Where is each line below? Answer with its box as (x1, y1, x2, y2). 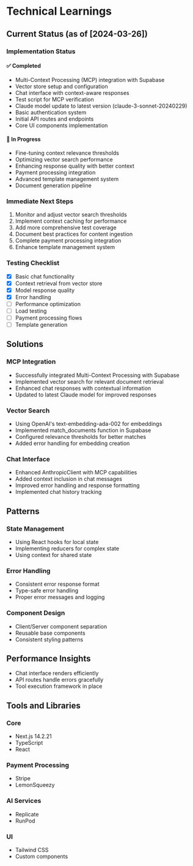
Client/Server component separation (15, 622, 107, 630)
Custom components (15, 853, 68, 860)
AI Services (6, 797, 42, 805)
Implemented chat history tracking (15, 488, 102, 496)
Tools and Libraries (6, 700, 81, 711)
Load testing (15, 307, 47, 315)
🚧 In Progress (6, 136, 41, 143)
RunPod (15, 817, 35, 824)
